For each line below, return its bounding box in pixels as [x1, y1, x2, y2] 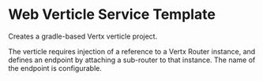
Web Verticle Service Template [8, 6, 216, 24]
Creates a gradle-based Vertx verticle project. [8, 31, 158, 41]
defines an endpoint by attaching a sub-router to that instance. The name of [8, 55, 256, 64]
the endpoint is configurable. [8, 63, 103, 72]
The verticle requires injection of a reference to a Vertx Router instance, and [8, 46, 256, 56]
